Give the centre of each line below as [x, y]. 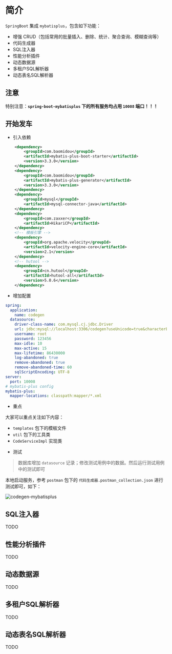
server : [14, 377]
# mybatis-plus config [29, 386]
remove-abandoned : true [40, 363]
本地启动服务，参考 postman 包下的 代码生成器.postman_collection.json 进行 [84, 480]
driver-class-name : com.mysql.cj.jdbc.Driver [64, 324]
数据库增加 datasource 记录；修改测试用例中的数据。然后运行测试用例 [91, 463]
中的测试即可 [31, 469]
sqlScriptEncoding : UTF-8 [42, 372]
